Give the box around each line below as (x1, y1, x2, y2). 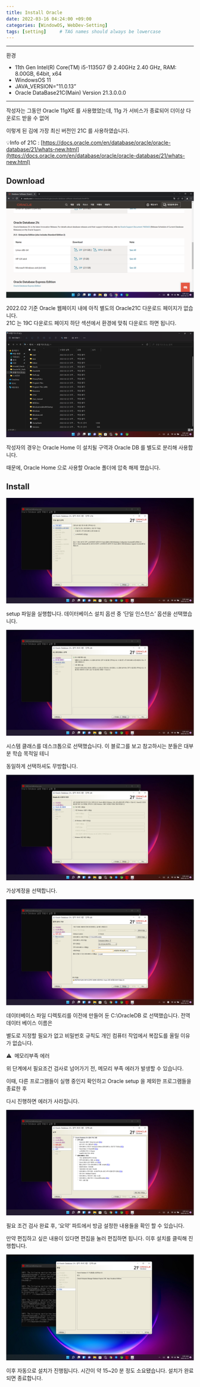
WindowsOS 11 (14, 76, 51, 83)
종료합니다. (17, 1374, 43, 1382)
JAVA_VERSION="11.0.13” (14, 83, 76, 90)
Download (6, 176, 45, 186)
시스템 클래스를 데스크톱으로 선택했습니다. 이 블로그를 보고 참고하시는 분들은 (6, 742, 183, 750)
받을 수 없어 (21, 114, 49, 122)
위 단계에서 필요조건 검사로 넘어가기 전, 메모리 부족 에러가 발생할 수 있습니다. (6, 1064, 184, 1072)
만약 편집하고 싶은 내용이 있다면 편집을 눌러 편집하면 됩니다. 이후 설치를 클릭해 (6, 1235, 187, 1242)
